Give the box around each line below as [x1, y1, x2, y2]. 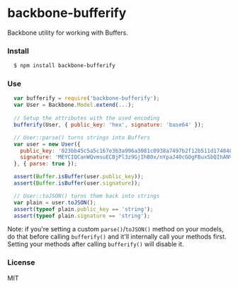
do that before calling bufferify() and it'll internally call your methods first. [7, 232, 227, 241]
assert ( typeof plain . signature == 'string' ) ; [13, 212, 151, 219]
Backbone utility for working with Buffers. [7, 28, 129, 37]
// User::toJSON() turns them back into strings [13, 192, 160, 200]
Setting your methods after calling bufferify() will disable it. [7, 240, 184, 248]
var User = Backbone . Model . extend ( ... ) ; [13, 101, 135, 109]
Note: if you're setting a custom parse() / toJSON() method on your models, [7, 225, 224, 234]
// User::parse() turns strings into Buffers [13, 134, 151, 141]
